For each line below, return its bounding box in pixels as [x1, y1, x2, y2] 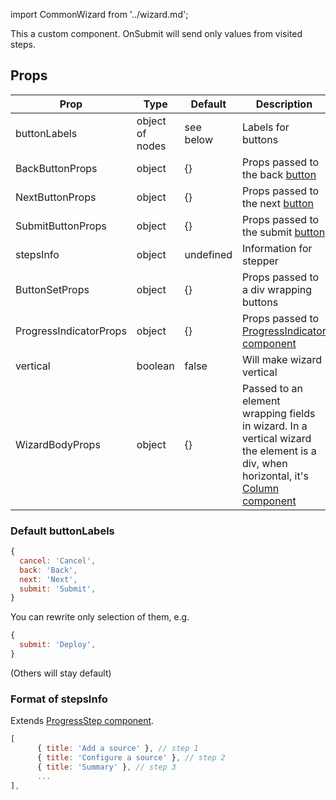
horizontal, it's [242, 469, 309, 483]
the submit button [242, 225, 326, 239]
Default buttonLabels [10, 524, 115, 538]
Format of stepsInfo [10, 692, 108, 706]
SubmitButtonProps [15, 219, 107, 233]
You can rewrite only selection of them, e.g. [10, 611, 190, 623]
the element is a [242, 444, 317, 458]
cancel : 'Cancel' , [19, 555, 97, 566]
